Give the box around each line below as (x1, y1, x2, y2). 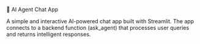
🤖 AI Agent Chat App (6, 6, 59, 13)
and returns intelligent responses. (6, 31, 91, 38)
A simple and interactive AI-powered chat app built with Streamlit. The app (6, 18, 194, 24)
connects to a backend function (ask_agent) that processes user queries (6, 24, 190, 31)
